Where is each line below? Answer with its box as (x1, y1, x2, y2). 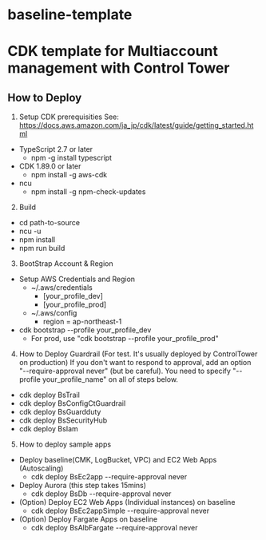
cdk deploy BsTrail (18, 390, 81, 400)
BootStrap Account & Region (18, 259, 113, 268)
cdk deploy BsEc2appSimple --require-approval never (30, 506, 209, 516)
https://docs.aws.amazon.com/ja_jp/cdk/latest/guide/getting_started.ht (18, 121, 254, 130)
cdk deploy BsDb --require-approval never (30, 489, 172, 498)
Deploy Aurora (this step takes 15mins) (18, 481, 147, 490)
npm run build (18, 244, 66, 253)
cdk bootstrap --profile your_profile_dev (18, 325, 152, 335)
